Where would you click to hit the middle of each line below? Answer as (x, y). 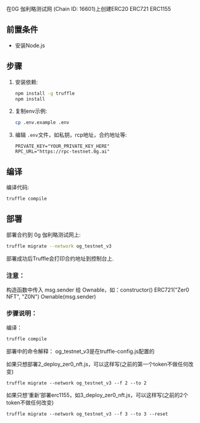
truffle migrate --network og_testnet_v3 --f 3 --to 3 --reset (87, 414)
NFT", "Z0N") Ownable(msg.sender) (51, 296)
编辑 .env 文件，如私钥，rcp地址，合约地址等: (71, 135)
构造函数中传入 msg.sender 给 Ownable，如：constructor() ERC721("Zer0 (98, 290)
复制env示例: (31, 111)
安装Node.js (30, 45)
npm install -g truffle (45, 93)
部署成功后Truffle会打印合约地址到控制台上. (60, 258)
